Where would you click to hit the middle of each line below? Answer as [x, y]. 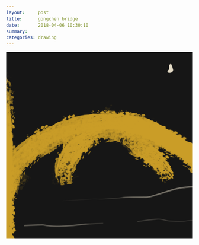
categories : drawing [32, 38]
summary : [17, 31]
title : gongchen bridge [42, 19]
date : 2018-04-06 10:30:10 [47, 25]
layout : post [28, 12]
